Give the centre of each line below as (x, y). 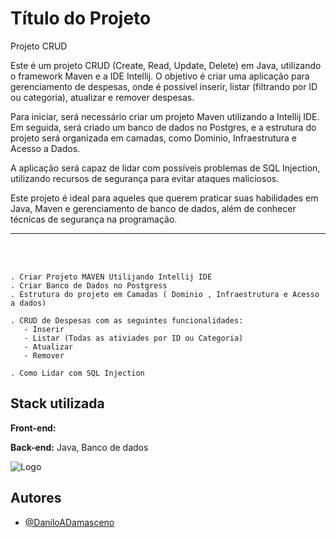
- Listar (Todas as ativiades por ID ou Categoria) (133, 338)
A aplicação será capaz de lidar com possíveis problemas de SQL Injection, (165, 168)
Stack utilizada (57, 403)
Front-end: (33, 428)
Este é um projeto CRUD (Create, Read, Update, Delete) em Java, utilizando (166, 65)
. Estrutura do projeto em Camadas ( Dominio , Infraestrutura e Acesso (165, 294)
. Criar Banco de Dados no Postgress (89, 285)
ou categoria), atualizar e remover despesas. (102, 97)
